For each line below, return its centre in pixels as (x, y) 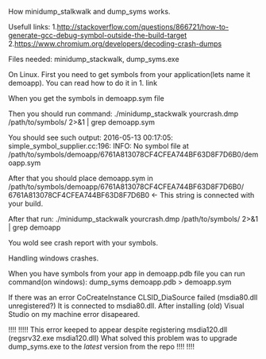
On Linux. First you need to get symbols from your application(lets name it (129, 74)
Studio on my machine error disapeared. (74, 314)
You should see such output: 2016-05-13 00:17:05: (91, 137)
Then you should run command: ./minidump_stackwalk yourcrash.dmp (123, 114)
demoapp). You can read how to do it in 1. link (83, 83)
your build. (26, 203)
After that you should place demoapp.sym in (81, 178)
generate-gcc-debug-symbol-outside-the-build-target (98, 35)
